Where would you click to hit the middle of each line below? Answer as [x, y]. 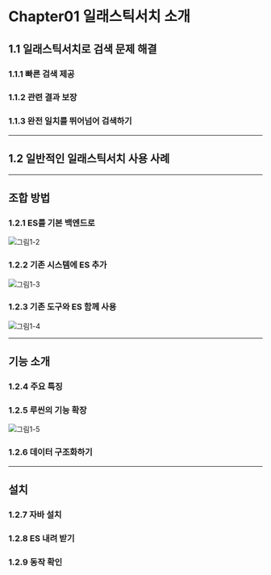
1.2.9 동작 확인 [35, 562]
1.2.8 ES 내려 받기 [42, 538]
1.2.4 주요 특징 [35, 387]
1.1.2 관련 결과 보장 [43, 98]
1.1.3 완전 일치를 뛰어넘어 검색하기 [70, 121]
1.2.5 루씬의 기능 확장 [48, 410]
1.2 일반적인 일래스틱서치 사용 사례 [89, 159]
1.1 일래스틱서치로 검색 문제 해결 [83, 49]
